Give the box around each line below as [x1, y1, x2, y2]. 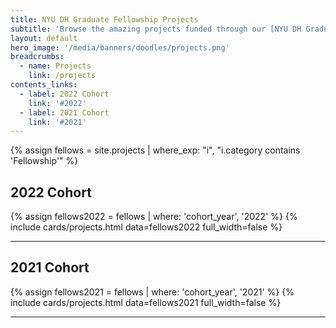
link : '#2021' [28, 117, 87, 127]
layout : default [10, 33, 78, 43]
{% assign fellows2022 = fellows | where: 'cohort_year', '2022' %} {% [10, 211, 298, 223]
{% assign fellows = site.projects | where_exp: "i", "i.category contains [10, 144, 301, 156]
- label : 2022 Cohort [19, 89, 110, 99]
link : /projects [28, 71, 97, 81]
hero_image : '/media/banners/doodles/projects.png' [10, 42, 230, 53]
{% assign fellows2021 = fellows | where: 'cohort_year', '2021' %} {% [10, 286, 295, 298]
